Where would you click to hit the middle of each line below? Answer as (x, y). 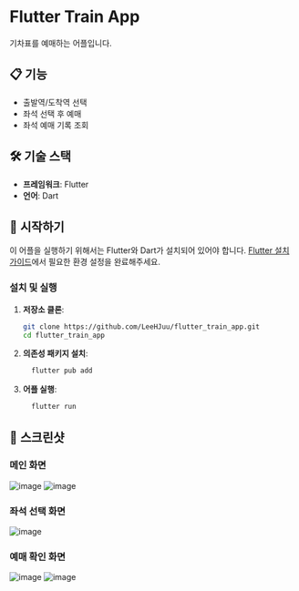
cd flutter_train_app (63, 335)
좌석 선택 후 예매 (52, 113)
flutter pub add (62, 371)
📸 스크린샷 (37, 438)
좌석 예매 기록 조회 (56, 125)
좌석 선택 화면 (38, 511)
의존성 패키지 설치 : (55, 353)
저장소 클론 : (43, 309)
